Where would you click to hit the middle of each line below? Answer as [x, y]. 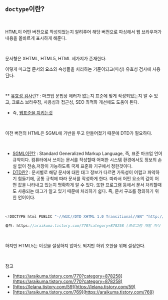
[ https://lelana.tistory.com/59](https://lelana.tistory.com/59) [74, 286]
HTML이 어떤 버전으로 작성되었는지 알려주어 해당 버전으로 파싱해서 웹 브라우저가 [83, 32]
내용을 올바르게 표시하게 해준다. [36, 38]
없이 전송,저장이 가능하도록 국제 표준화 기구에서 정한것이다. [75, 166]
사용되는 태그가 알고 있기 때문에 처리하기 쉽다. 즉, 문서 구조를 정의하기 [86, 191]
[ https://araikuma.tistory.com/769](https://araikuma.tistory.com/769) [83, 292]
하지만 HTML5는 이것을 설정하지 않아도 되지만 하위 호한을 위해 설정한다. [75, 245]
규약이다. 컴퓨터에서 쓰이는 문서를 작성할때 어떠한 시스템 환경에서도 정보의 [84, 160]
